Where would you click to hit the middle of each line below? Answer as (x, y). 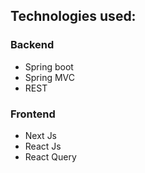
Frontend (33, 114)
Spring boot (49, 66)
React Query (50, 156)
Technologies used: (73, 16)
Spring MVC (50, 77)
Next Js (41, 135)
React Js (43, 146)
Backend (32, 45)
